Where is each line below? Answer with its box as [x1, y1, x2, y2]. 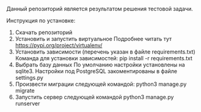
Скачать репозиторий [15, 29, 73, 36]
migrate [15, 87, 35, 94]
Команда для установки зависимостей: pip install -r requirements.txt [15, 55, 192, 61]
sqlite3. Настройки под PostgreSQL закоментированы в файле [15, 68, 177, 75]
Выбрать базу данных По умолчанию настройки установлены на [15, 61, 185, 68]
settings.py [15, 74, 44, 81]
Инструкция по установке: [6, 17, 76, 24]
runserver [15, 100, 40, 107]
